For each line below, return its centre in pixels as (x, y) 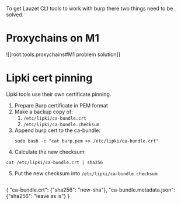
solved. (15, 15)
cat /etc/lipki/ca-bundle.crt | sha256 (55, 162)
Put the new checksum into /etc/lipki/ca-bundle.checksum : (87, 173)
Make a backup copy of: (43, 112)
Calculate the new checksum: (50, 152)
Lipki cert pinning (49, 78)
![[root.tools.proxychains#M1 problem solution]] (63, 54)
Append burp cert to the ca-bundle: (58, 130)
